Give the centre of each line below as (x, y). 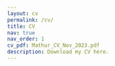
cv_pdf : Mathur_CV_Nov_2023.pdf (53, 45)
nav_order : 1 (26, 39)
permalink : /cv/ (30, 20)
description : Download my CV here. (58, 52)
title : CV (21, 26)
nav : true (21, 33)
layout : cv (23, 13)
